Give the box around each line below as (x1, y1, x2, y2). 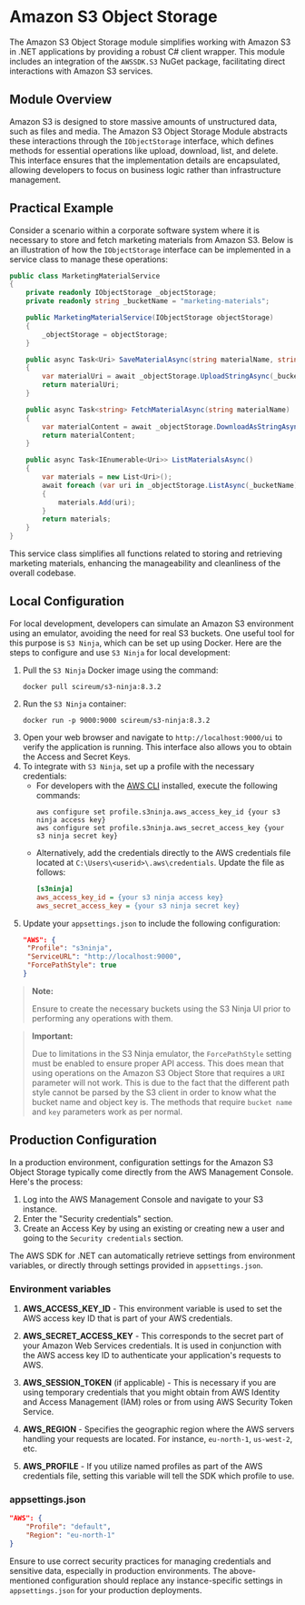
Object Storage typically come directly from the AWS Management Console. (9, 1166, 294, 1177)
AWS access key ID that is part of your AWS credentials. (22, 1313, 233, 1324)
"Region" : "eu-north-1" (25, 1531, 116, 1540)
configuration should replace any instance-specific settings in (51, 1575, 283, 1586)
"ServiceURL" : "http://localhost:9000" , (26, 952, 182, 961)
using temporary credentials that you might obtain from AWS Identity (22, 1387, 280, 1397)
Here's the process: (9, 1176, 84, 1187)
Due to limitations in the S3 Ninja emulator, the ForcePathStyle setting (31, 1048, 292, 1059)
